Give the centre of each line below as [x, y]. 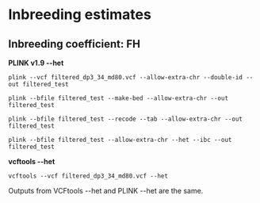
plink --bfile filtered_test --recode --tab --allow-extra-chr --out [126, 119]
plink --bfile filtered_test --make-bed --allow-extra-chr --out [118, 98]
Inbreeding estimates [80, 15]
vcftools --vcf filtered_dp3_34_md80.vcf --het [88, 176]
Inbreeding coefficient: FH [75, 44]
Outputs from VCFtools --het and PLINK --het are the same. [106, 191]
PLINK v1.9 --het [36, 63]
